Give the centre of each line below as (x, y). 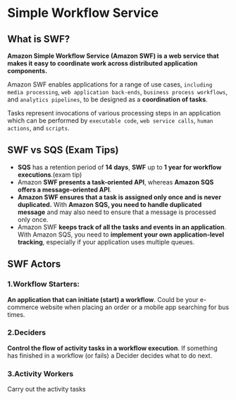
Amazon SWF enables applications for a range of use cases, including (110, 85)
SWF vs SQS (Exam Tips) (63, 150)
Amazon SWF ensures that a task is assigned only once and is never (119, 197)
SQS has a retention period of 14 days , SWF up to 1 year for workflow (119, 167)
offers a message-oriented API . (64, 189)
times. (16, 314)
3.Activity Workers (41, 373)
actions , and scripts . (38, 128)
